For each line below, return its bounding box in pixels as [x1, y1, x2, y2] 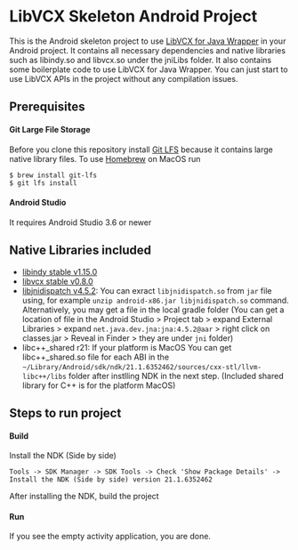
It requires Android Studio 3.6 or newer [9, 216, 152, 228]
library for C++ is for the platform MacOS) [21, 380, 176, 391]
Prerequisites [9, 100, 85, 115]
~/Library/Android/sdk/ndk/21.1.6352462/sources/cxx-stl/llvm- [21, 362, 262, 371]
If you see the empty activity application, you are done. [9, 531, 212, 542]
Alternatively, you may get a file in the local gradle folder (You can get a [21, 304, 285, 315]
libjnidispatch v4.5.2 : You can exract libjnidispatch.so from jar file [21, 285, 272, 295]
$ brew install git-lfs [9, 171, 98, 180]
